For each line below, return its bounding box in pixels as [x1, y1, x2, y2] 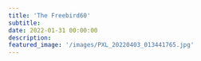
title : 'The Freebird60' [8, 11, 91, 20]
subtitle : [8, 19, 41, 27]
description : [8, 33, 52, 42]
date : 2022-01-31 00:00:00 [8, 26, 98, 34]
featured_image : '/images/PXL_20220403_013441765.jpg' [8, 41, 195, 49]
